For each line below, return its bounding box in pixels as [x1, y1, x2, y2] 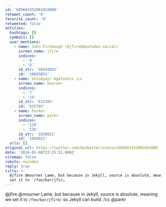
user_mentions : [9, 40, 41, 45]
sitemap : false [5, 155, 37, 159]
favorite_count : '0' [5, 16, 48, 21]
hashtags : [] [9, 30, 37, 35]
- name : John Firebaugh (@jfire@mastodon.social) [14, 44, 119, 49]
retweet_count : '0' [5, 12, 45, 17]
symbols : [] [9, 35, 35, 40]
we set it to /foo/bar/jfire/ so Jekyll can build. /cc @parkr [5, 197, 126, 202]
